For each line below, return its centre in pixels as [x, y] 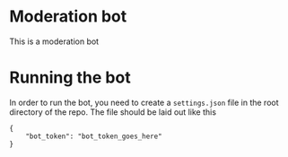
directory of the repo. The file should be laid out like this [113, 112]
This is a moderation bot [54, 41]
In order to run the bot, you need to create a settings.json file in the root [144, 102]
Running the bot [70, 78]
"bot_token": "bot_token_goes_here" [94, 136]
